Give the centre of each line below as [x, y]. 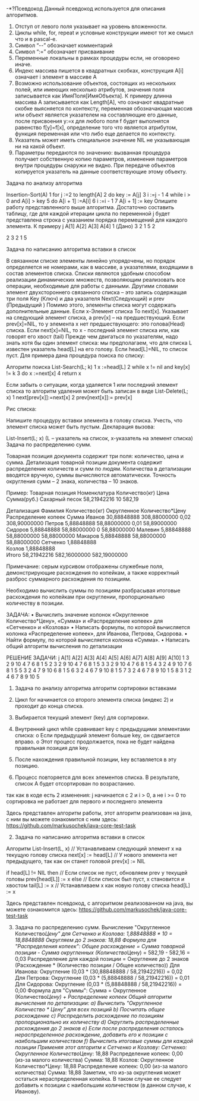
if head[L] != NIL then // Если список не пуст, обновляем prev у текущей [97, 873]
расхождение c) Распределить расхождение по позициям [89, 1016]
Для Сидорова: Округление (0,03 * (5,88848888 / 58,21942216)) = [98, 984]
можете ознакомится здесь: [42, 909]
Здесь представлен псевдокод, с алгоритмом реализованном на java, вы [99, 903]
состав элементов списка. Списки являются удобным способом [89, 273]
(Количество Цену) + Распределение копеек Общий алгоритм [93, 997]
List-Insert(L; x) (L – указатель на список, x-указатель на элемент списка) [99, 438]
